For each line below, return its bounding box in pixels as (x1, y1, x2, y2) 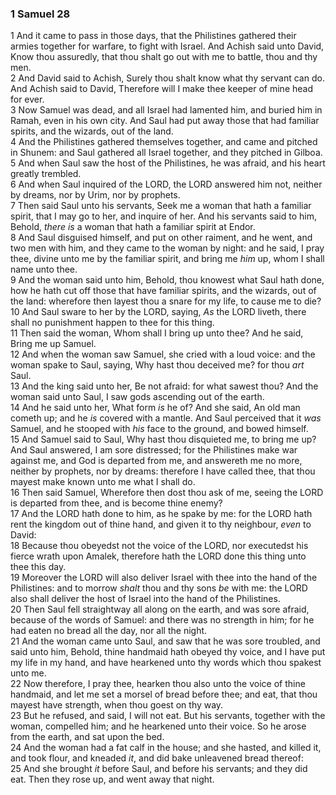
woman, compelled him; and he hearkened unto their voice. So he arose (10, 720, 307, 732)
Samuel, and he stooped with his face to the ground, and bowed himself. (10, 423, 309, 435)
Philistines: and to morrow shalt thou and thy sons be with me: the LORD (10, 582, 308, 594)
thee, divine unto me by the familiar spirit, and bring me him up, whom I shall (10, 253, 325, 265)
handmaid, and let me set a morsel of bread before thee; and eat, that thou (10, 688, 318, 701)
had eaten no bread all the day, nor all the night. (10, 625, 208, 637)
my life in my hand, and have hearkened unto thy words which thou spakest (10, 657, 322, 669)
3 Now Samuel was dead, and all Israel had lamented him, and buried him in (10, 104, 323, 116)
